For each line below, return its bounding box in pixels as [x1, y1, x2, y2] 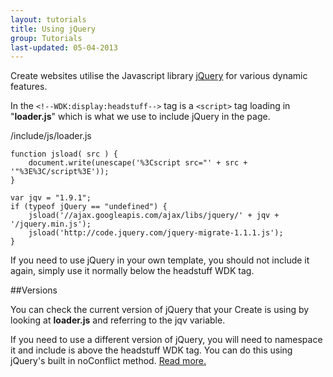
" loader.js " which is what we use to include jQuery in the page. [10, 111, 271, 123]
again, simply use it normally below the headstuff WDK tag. [10, 265, 255, 277]
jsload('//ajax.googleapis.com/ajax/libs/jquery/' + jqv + [28, 211, 280, 221]
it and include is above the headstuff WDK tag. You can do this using [10, 344, 293, 356]
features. [10, 81, 48, 93]
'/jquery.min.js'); [10, 219, 92, 230]
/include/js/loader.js [10, 130, 92, 142]
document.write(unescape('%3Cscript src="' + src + [28, 158, 248, 168]
